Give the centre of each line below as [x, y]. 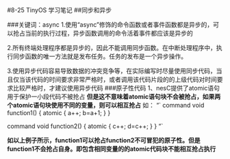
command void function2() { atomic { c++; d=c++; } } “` [85, 126]
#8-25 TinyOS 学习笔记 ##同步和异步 [59, 10]
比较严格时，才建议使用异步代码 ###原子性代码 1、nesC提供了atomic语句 [116, 88]
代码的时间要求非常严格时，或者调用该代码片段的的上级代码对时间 [124, 79]
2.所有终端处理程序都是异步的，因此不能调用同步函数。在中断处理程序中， [112, 48]
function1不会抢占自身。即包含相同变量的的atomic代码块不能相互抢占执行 [112, 149]
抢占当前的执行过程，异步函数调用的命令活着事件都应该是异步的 [103, 33]
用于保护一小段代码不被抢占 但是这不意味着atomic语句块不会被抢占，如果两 [114, 97]
